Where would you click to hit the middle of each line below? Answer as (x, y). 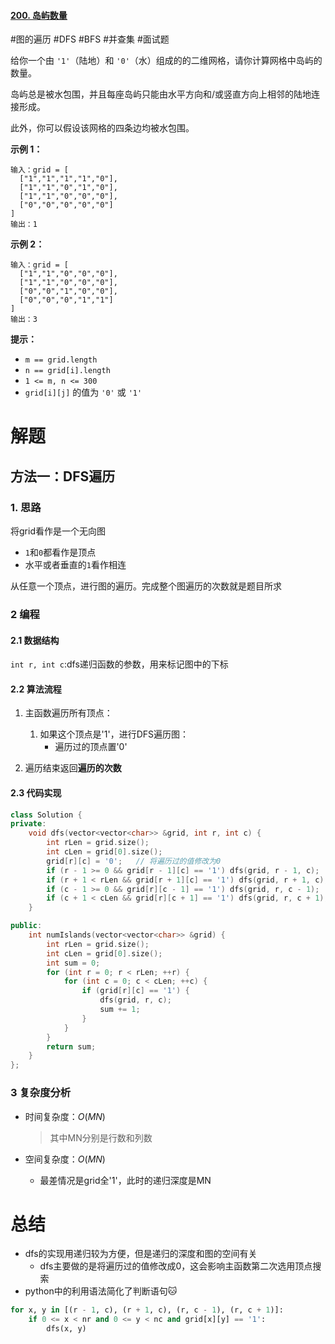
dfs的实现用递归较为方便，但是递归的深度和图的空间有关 (141, 1254)
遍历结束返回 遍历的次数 (73, 768)
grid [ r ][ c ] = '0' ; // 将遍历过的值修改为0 (134, 861)
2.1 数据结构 (35, 640)
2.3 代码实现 (36, 793)
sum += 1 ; (120, 1010)
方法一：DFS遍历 (63, 476)
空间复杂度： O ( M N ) (65, 1159)
